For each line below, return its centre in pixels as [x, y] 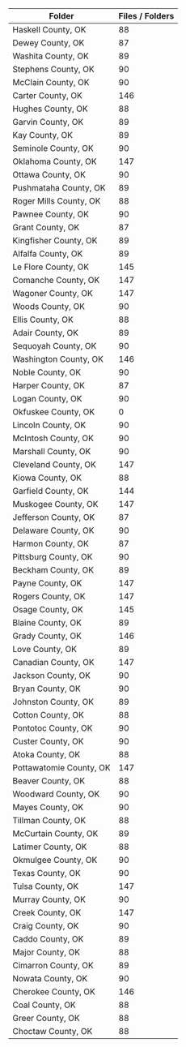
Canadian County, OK [53, 662]
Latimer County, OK [50, 847]
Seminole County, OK [53, 148]
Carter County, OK [47, 95]
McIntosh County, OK [53, 438]
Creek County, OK [47, 913]
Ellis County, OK [43, 320]
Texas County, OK [46, 873]
